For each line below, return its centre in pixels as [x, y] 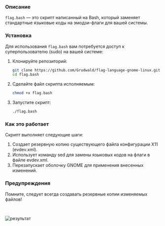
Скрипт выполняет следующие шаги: [44, 135]
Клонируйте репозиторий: [40, 61]
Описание [18, 7]
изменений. [25, 170]
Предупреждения [28, 183]
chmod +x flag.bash [32, 93]
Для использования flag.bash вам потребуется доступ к [65, 46]
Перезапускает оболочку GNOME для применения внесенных [78, 165]
